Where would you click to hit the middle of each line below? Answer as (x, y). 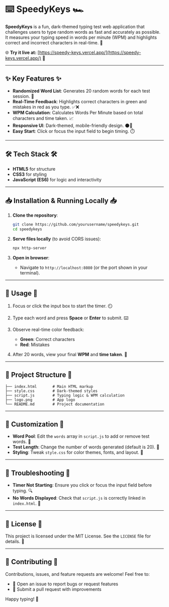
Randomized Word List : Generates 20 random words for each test (81, 91)
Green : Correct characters (48, 339)
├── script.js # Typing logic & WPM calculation (65, 395)
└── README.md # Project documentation (55, 404)
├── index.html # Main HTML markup (49, 386)
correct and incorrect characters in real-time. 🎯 (54, 42)
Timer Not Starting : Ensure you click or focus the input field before (82, 485)
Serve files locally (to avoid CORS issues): (57, 239)
